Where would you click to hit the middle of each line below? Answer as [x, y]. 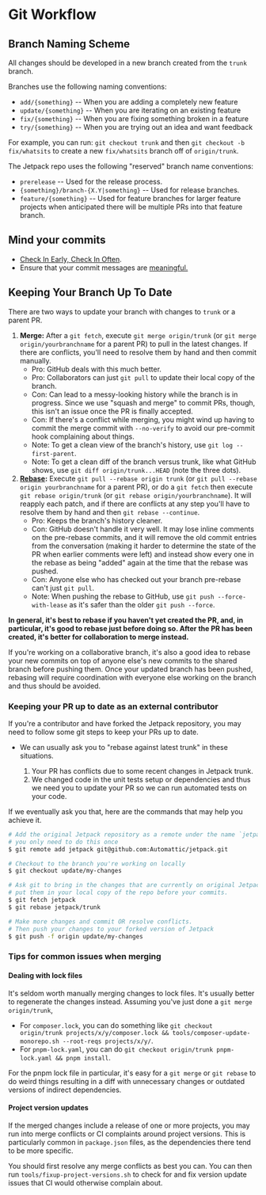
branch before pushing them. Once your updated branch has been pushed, [131, 669]
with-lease [49, 605]
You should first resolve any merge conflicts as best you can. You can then [130, 1166]
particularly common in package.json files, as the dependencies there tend [130, 1142]
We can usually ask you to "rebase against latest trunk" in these [123, 747]
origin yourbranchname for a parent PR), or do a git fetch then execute [136, 487]
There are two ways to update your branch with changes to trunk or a [122, 311]
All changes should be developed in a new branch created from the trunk [128, 63]
